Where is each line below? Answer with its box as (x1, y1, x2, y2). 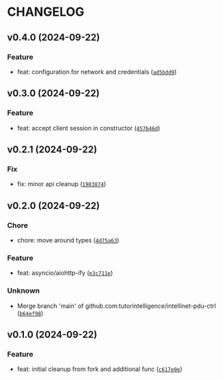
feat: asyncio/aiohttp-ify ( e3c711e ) (16, 269, 113, 277)
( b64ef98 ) (16, 309, 44, 317)
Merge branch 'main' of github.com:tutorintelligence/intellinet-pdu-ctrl (16, 302, 216, 310)
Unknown (7, 286, 40, 295)
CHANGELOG (7, 4, 84, 20)
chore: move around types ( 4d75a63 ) (16, 236, 120, 244)
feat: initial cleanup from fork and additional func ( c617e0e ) (16, 365, 183, 373)
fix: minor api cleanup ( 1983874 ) (16, 180, 106, 188)
